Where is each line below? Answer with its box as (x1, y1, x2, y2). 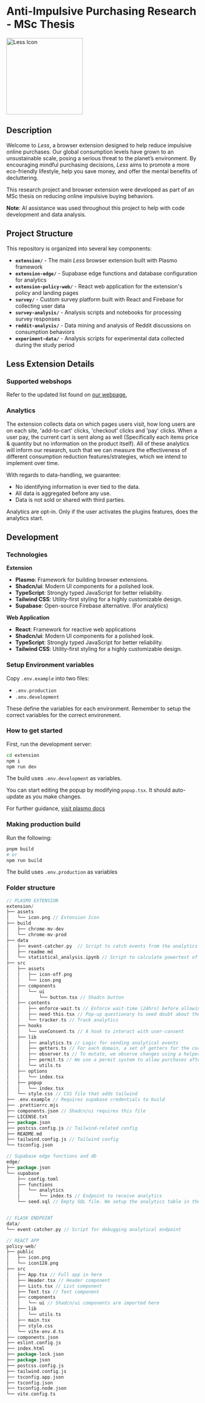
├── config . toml (17, 1176, 59, 1182)
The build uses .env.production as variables (6, 868, 118, 876)
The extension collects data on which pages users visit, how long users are (6, 420, 195, 428)
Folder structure (6, 884, 56, 892)
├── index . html (6, 1345, 45, 1352)
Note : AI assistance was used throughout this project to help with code (6, 204, 185, 212)
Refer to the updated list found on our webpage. (6, 391, 127, 398)
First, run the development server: (6, 740, 92, 748)
